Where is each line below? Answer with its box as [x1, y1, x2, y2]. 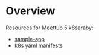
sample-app [14, 35, 45, 42]
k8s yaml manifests [14, 42, 63, 49]
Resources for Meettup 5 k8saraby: [5, 24, 94, 31]
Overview [5, 4, 56, 18]
